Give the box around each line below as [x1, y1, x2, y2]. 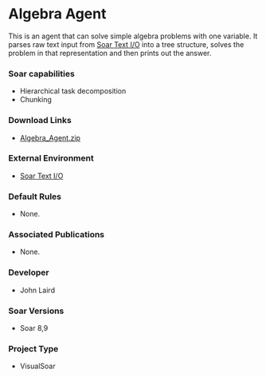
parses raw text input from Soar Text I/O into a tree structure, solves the [8, 39, 244, 49]
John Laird [19, 285, 56, 295]
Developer [8, 267, 49, 278]
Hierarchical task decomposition [19, 86, 127, 96]
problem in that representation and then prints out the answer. [8, 48, 212, 58]
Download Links [8, 115, 72, 126]
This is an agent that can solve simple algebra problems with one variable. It [8, 31, 258, 41]
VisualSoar [19, 361, 56, 371]
